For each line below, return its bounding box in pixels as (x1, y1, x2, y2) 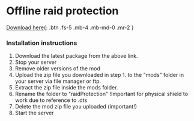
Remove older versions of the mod (14, 65, 101, 72)
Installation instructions (6, 39, 77, 47)
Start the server (14, 109, 54, 117)
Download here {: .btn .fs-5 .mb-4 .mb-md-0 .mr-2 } (6, 24, 134, 31)
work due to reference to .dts (14, 97, 88, 104)
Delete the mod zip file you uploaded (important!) (14, 103, 137, 110)
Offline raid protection (6, 4, 119, 18)
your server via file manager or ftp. (14, 77, 102, 85)
